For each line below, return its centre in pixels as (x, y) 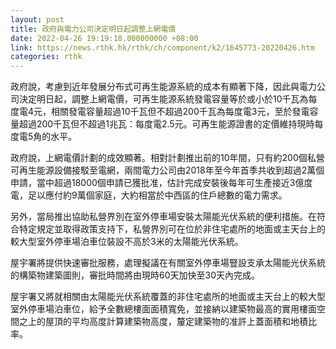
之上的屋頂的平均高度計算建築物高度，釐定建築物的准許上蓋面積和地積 (163, 322)
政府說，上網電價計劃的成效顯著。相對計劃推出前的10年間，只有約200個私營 (167, 158)
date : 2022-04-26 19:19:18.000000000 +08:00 (104, 38)
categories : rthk (46, 57)
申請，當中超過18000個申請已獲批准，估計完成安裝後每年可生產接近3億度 (161, 183)
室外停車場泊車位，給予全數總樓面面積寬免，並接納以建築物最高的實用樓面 (163, 309)
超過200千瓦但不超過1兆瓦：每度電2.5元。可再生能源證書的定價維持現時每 (171, 124)
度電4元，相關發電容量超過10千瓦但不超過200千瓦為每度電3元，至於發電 (160, 112)
